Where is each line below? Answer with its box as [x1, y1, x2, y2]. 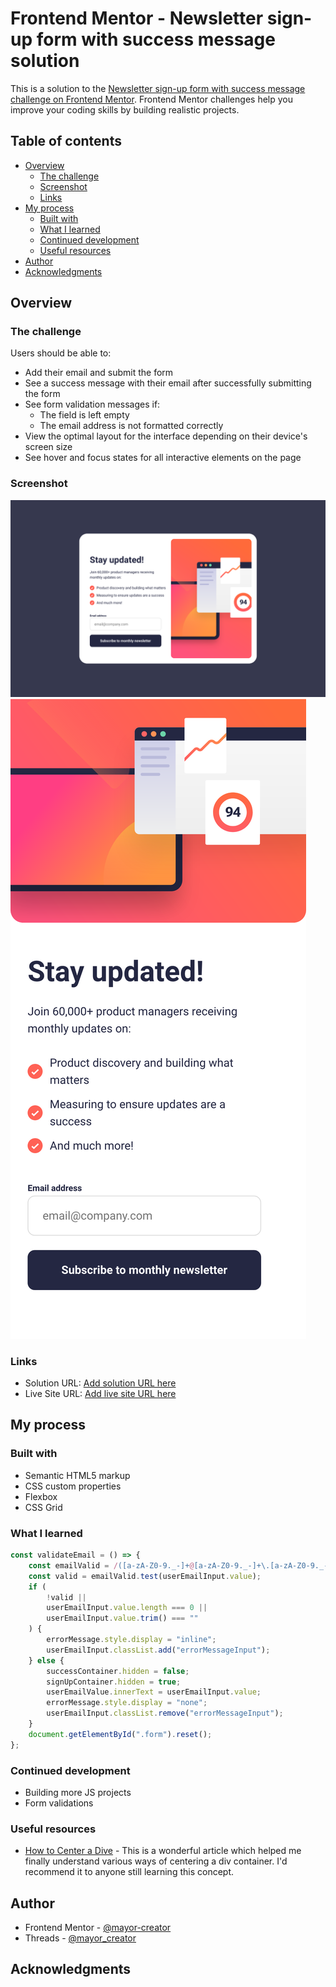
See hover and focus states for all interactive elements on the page [24, 452, 302, 464]
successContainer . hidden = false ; [46, 1666, 190, 1676]
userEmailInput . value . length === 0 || [46, 1603, 208, 1613]
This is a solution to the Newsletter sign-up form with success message [10, 82, 306, 94]
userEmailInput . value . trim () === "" [46, 1613, 199, 1624]
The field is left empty [39, 409, 130, 421]
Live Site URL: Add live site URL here [24, 1388, 177, 1400]
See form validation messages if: [24, 398, 161, 411]
